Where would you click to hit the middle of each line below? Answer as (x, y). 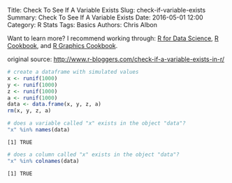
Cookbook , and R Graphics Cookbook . (63, 46)
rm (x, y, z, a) (29, 111)
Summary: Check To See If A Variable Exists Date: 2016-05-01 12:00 (106, 17)
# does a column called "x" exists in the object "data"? (93, 154)
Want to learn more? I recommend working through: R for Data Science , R (113, 38)
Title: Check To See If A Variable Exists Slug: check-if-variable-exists (107, 10)
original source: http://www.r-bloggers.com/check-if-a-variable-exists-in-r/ (116, 59)
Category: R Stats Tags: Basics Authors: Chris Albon (82, 25)
